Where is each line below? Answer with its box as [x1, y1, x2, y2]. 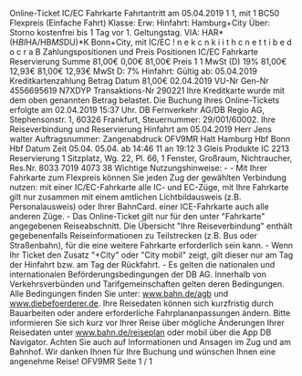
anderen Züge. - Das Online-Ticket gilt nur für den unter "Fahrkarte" [9, 211, 266, 221]
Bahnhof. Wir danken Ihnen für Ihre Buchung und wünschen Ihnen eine [9, 346, 276, 357]
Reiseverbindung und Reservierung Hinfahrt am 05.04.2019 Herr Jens [9, 124, 272, 135]
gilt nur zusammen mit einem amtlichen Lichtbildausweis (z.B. [9, 191, 242, 202]
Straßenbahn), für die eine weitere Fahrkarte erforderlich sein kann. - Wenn [9, 240, 294, 250]
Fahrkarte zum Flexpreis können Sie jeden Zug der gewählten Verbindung [9, 172, 287, 183]
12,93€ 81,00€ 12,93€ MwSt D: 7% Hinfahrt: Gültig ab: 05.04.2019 [9, 66, 257, 76]
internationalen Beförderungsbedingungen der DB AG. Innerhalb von [9, 269, 267, 279]
